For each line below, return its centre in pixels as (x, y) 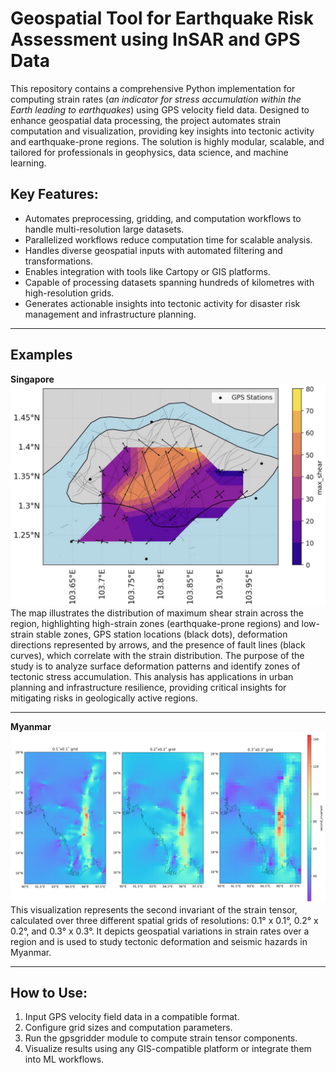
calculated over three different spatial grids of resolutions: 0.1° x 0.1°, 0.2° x (164, 920)
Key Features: (54, 194)
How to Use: (49, 993)
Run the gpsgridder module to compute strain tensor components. (161, 1038)
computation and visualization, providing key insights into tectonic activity (162, 131)
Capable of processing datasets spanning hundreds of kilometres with (169, 282)
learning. (28, 163)
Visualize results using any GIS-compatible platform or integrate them (168, 1049)
